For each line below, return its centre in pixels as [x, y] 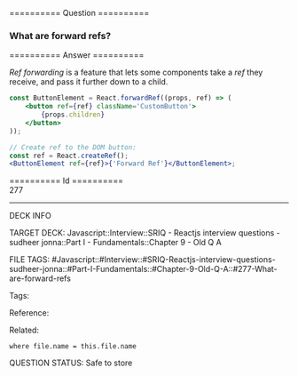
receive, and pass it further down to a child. [89, 82]
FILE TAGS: [30, 260]
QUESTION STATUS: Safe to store [71, 363]
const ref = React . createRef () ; [69, 156]
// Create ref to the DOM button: [73, 147]
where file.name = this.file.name [73, 347]
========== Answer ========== [77, 55]
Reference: [29, 313]
